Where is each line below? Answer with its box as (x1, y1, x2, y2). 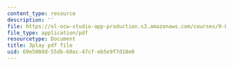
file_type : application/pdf (7, 29, 89, 36)
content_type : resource (7, 10, 76, 17)
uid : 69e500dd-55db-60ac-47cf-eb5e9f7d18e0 (7, 49, 135, 56)
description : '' (7, 16, 54, 23)
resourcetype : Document (7, 36, 76, 43)
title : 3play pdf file (7, 42, 73, 49)
